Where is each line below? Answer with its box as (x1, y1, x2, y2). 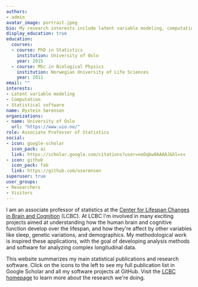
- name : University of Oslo (6, 119, 75, 125)
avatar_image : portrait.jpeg (6, 19, 78, 25)
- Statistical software (6, 102, 65, 108)
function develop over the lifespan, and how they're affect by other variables (6, 225, 192, 232)
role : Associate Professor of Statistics (6, 129, 110, 136)
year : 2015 (16, 58, 44, 64)
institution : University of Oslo (16, 53, 99, 58)
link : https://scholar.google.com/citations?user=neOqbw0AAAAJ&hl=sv (11, 151, 186, 157)
